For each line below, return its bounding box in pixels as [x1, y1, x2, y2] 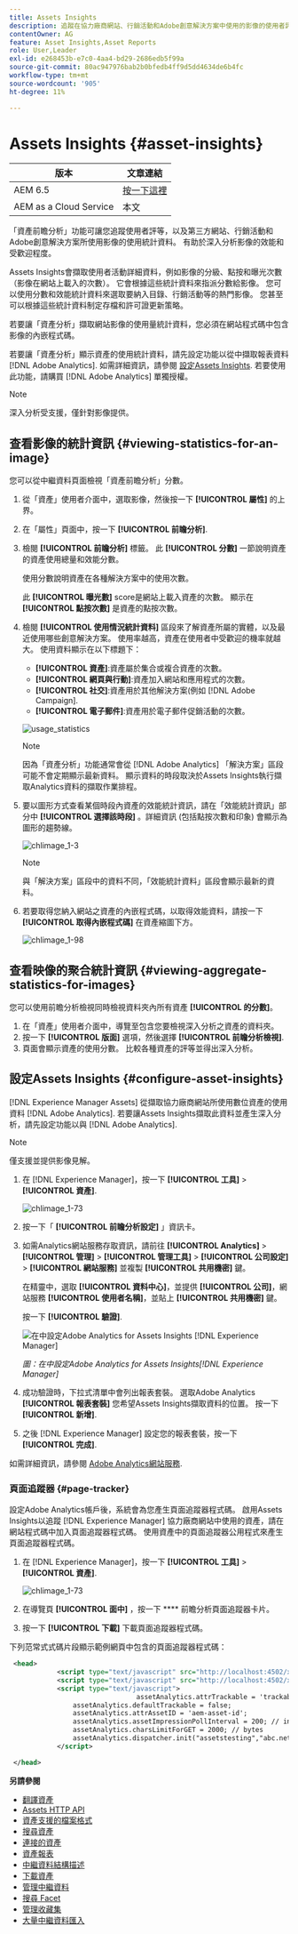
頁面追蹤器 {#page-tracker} [9, 1482, 130, 1495]
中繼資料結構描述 [21, 1859, 85, 1870]
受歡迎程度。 [9, 248, 56, 259]
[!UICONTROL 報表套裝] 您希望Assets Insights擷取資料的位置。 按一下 [21, 1398, 279, 1408]
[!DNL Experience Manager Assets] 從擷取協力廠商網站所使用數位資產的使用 [9, 1096, 288, 1107]
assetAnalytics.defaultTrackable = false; [72, 1700, 232, 1710]
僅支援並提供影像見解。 [9, 1155, 95, 1166]
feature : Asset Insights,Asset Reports [9, 37, 157, 47]
